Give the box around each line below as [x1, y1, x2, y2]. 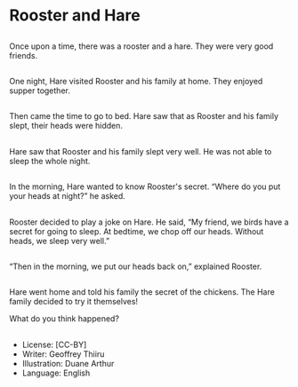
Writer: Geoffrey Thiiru [21, 348, 105, 359]
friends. [9, 50, 38, 60]
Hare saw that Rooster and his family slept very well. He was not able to [9, 146, 272, 156]
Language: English [21, 367, 91, 378]
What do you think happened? [9, 313, 120, 324]
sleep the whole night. [9, 155, 91, 166]
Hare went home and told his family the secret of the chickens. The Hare [9, 287, 276, 297]
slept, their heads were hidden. [9, 121, 123, 131]
